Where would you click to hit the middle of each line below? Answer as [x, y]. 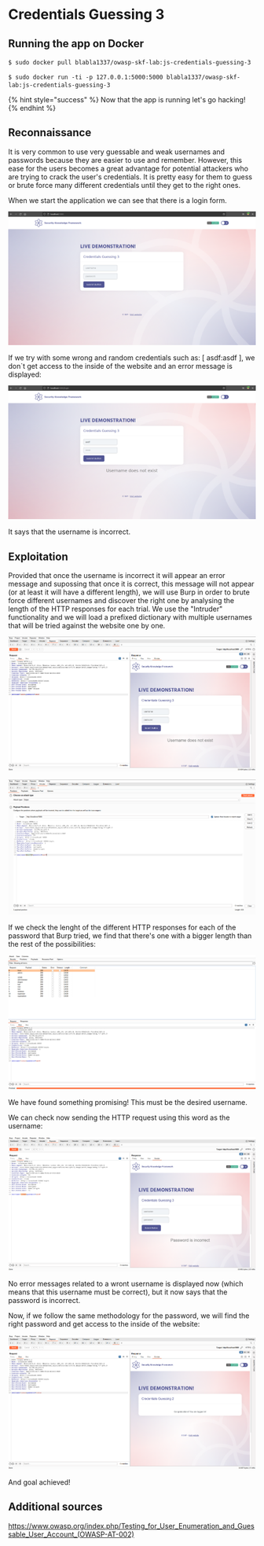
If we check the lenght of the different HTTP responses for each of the [122, 927]
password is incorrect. [44, 1300]
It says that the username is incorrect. [70, 532]
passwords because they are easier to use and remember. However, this [125, 160]
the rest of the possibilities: [52, 944]
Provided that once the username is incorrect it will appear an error [117, 575]
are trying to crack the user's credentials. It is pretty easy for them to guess [130, 177]
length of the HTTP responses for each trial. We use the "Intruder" [115, 609]
